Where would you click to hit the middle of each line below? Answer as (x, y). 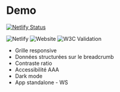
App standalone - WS (41, 82)
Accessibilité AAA (37, 69)
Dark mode (29, 76)
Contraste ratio (33, 63)
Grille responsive (36, 50)
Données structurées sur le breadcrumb (64, 57)
